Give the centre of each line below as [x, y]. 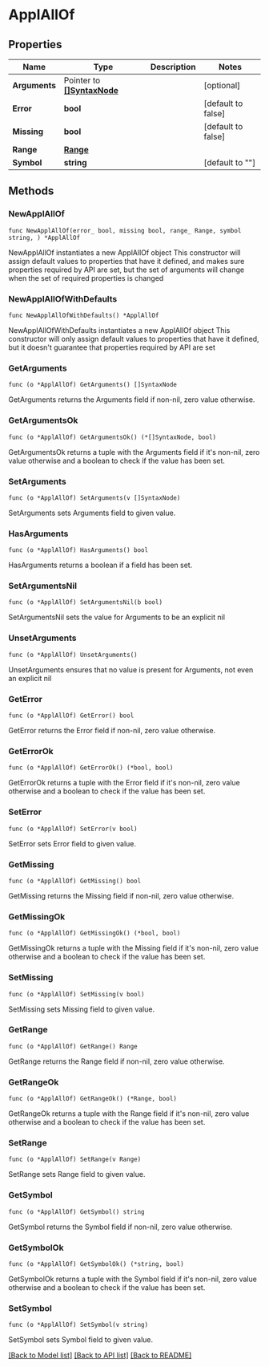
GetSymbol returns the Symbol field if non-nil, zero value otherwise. [120, 1227]
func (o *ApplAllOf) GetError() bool [71, 716]
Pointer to [82, 80]
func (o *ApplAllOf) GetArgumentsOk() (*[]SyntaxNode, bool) [112, 437]
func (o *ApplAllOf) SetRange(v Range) [75, 1160]
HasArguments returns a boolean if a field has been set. [100, 565]
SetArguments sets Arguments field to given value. [92, 513]
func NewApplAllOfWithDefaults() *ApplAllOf [84, 315]
